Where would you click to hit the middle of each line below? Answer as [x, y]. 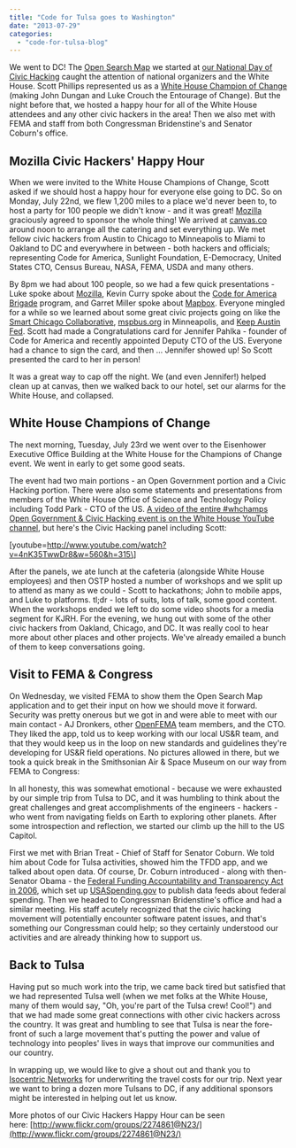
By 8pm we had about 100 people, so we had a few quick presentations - [142, 284]
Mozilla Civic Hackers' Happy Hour [107, 161]
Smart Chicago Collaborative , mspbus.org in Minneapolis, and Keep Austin [145, 322]
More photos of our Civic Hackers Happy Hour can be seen [117, 1115]
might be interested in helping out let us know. [93, 1098]
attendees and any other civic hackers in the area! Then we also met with [142, 114]
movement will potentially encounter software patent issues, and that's [138, 919]
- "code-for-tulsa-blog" [63, 42]
